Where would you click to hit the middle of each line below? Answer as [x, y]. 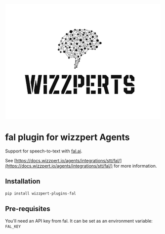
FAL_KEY [13, 227]
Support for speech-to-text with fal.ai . [44, 151]
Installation [23, 181]
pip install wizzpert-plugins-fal [41, 193]
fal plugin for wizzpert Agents [67, 137]
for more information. [135, 166]
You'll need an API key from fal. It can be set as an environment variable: [79, 221]
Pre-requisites [28, 209]
